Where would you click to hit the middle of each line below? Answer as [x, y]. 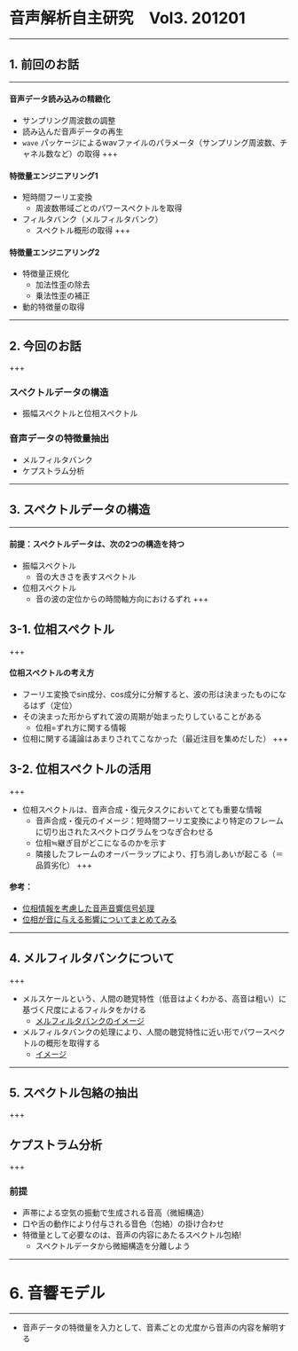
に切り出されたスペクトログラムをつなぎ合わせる [125, 831]
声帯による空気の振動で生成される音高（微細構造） [115, 1213]
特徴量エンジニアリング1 [54, 176]
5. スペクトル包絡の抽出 [74, 1093]
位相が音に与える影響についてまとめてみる [99, 919]
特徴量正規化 [45, 274]
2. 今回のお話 [45, 346]
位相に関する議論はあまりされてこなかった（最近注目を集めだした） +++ [155, 738]
